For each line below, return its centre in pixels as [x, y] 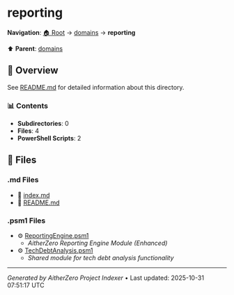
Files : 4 [28, 131]
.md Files [23, 180]
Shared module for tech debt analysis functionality [101, 258]
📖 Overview [33, 71]
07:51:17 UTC [26, 285]
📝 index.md [33, 195]
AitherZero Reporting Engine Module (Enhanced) [97, 243]
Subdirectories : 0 [43, 124]
